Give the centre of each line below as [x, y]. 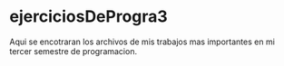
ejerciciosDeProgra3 [88, 17]
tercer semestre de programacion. [73, 51]
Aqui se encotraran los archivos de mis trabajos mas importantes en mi [142, 42]
